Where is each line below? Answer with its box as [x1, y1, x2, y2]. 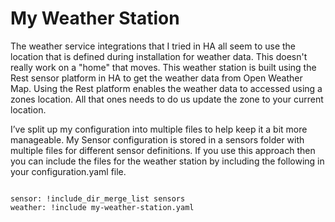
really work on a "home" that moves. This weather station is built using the [10, 61, 317, 73]
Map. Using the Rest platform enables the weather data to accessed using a [10, 82, 323, 94]
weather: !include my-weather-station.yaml [10, 202, 195, 212]
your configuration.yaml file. [10, 165, 127, 177]
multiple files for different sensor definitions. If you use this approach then [10, 144, 316, 156]
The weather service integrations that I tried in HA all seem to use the [10, 40, 296, 52]
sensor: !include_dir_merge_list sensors [10, 193, 186, 204]
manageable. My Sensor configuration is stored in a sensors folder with [10, 133, 305, 146]
